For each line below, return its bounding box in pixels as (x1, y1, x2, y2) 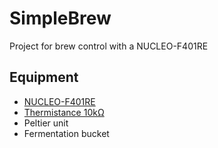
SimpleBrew (9, 7, 112, 30)
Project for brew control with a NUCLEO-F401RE (9, 40, 209, 52)
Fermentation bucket (23, 127, 110, 139)
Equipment (9, 69, 79, 86)
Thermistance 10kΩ (23, 106, 105, 118)
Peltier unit (23, 117, 69, 129)
